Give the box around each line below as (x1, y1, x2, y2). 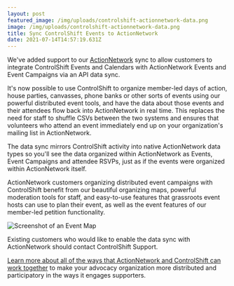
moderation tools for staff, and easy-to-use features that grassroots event (7, 193, 221, 202)
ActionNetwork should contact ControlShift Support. (7, 243, 158, 251)
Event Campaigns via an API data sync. (7, 71, 121, 79)
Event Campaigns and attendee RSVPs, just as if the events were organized (7, 157, 226, 165)
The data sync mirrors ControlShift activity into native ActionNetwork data (7, 142, 221, 151)
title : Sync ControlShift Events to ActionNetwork (7, 29, 158, 37)
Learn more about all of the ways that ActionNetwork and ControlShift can (7, 257, 221, 265)
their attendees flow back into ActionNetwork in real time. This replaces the (7, 107, 226, 115)
